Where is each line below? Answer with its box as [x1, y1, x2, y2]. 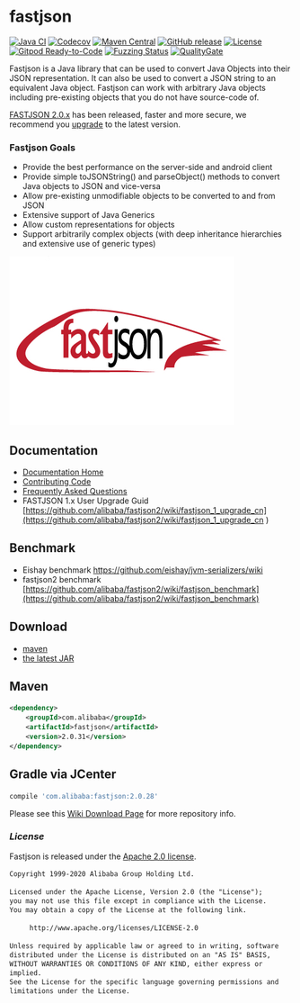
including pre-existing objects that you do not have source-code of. [9, 92, 260, 103]
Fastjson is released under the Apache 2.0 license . [9, 851, 197, 862]
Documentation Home [22, 466, 104, 478]
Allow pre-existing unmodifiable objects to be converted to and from [22, 191, 276, 202]
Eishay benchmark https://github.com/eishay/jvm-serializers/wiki [22, 565, 263, 575]
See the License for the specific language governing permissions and [9, 977, 279, 987]
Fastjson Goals [9, 141, 76, 154]
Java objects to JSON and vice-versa [22, 181, 162, 192]
